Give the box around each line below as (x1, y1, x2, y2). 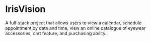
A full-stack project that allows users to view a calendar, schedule (5, 20, 142, 26)
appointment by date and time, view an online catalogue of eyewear (5, 25, 146, 31)
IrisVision (5, 3, 46, 15)
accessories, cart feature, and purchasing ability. (5, 30, 107, 36)
